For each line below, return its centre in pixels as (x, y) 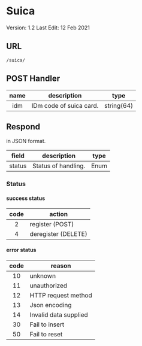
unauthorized (49, 286)
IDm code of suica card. (65, 105)
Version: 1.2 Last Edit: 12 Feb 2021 (48, 28)
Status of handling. (59, 166)
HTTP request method (61, 295)
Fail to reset (46, 334)
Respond (23, 127)
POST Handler (33, 79)
